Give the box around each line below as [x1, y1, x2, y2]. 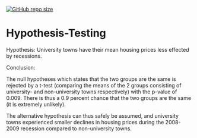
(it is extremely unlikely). [6, 101, 66, 108]
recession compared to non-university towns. [20, 125, 132, 132]
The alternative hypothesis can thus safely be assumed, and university [6, 112, 179, 119]
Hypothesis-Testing [6, 27, 107, 40]
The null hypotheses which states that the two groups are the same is [6, 75, 176, 83]
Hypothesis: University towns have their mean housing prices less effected [6, 46, 190, 53]
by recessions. [6, 52, 42, 59]
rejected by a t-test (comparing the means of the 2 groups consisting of [6, 81, 182, 89]
